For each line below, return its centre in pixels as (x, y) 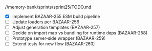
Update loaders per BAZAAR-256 (46, 22)
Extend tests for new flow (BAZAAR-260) (54, 44)
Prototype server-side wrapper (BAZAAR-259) (59, 38)
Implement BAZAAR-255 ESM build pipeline (56, 16)
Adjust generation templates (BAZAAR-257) (56, 27)
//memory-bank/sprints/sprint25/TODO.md (48, 7)
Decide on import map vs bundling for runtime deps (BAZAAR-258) (80, 33)
